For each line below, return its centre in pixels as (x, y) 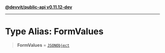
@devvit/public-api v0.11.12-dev (39, 7)
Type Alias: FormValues (55, 32)
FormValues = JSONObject (43, 45)
